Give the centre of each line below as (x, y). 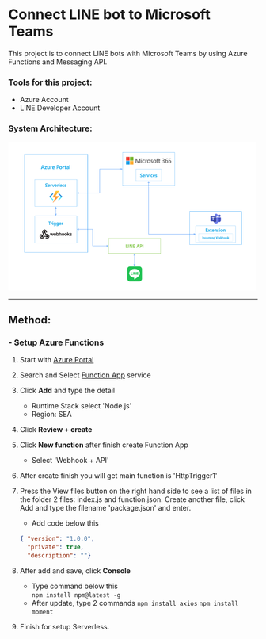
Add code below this (65, 523)
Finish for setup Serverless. (65, 626)
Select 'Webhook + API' (70, 461)
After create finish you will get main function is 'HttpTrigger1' (118, 476)
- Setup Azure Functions (56, 342)
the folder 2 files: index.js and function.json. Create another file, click (132, 499)
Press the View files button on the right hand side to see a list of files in (135, 491)
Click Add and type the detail (67, 391)
